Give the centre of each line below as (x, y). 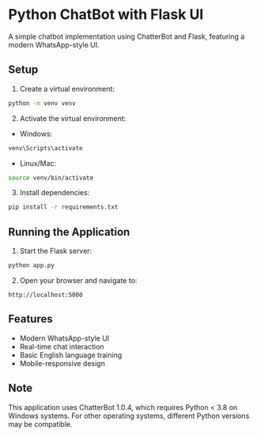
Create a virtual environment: (67, 89)
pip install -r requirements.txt (63, 207)
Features (30, 319)
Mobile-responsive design (62, 363)
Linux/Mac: (38, 163)
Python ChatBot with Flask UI (106, 15)
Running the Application (69, 232)
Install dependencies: (55, 193)
